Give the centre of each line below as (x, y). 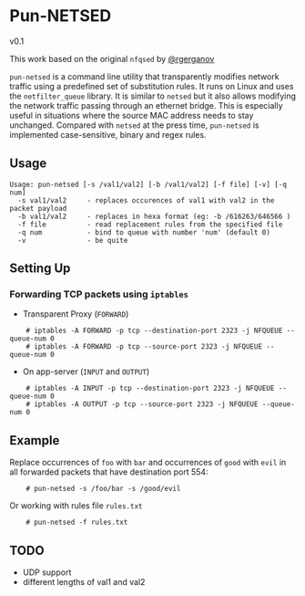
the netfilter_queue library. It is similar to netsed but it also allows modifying (153, 96)
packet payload (38, 208)
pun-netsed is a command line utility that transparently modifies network (144, 76)
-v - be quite (73, 240)
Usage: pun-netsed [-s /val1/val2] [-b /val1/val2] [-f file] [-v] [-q (148, 184)
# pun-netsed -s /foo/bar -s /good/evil (103, 489)
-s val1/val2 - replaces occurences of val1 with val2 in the (146, 200)
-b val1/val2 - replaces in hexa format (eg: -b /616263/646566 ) (154, 216)
